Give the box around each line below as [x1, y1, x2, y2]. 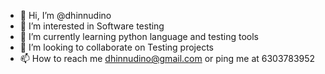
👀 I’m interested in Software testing [19, 20, 165, 32]
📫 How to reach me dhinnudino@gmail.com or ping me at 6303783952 [19, 53, 316, 64]
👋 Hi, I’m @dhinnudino [19, 10, 112, 21]
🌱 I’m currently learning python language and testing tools [19, 31, 260, 42]
